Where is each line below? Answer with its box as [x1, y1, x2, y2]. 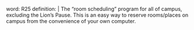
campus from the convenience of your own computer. [6, 18, 136, 24]
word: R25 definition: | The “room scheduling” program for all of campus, [6, 6, 183, 12]
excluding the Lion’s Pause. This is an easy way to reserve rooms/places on [6, 12, 189, 18]
